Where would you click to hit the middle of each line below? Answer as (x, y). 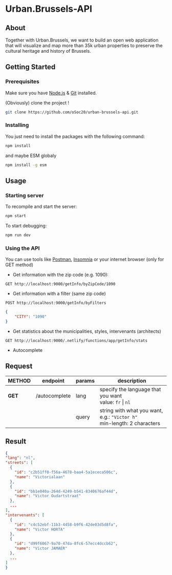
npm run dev (18, 235)
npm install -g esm (26, 165)
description (132, 380)
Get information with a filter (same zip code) (59, 294)
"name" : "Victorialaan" (40, 477)
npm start (16, 216)
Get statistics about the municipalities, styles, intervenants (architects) (87, 331)
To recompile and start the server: (41, 207)
